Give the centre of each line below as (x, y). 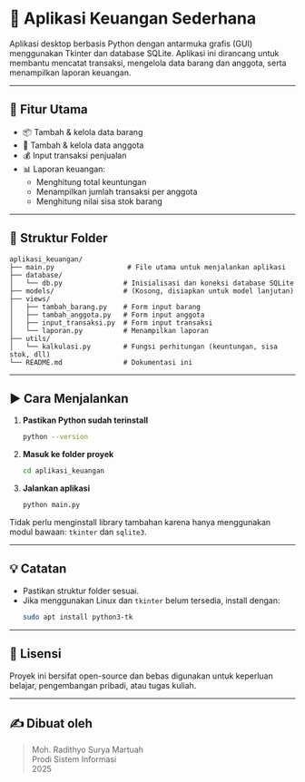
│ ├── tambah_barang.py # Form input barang (105, 307)
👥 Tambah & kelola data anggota (83, 145)
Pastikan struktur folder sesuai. (80, 591)
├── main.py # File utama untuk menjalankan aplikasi (148, 267)
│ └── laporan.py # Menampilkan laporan (109, 330)
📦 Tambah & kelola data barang (83, 132)
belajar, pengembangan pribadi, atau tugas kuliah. (103, 685)
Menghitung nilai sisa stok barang (99, 201)
